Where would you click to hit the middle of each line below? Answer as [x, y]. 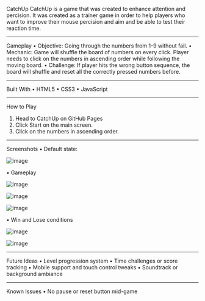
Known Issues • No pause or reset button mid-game [72, 291]
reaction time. [24, 28]
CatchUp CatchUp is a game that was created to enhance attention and [96, 9]
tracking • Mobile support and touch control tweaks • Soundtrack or [92, 267]
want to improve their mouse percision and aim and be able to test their [96, 22]
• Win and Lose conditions [40, 220]
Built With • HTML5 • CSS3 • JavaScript [57, 89]
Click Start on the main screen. [54, 125]
